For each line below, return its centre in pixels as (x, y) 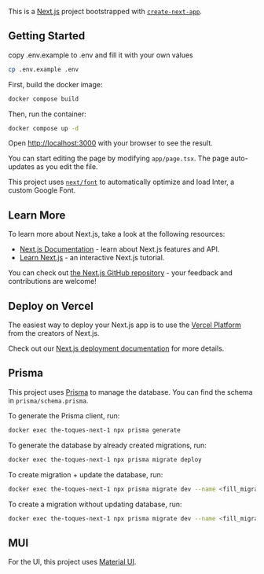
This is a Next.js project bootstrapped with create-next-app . (105, 11)
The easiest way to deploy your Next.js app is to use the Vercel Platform (125, 325)
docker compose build (44, 99)
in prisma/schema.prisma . (48, 400)
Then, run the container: (47, 114)
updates (22, 167)
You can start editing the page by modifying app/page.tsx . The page (119, 158)
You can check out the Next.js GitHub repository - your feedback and (121, 273)
